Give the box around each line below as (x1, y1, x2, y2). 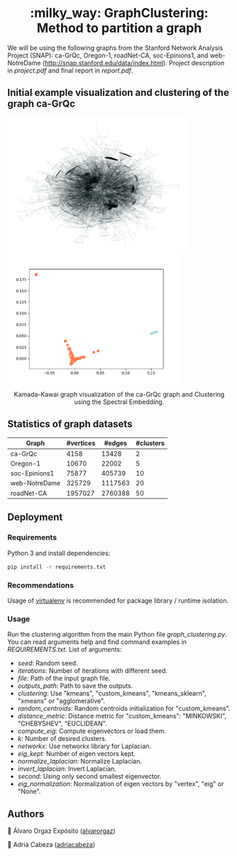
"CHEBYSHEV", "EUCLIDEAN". (17, 719, 108, 728)
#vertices (66, 439, 96, 448)
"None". (17, 787, 41, 796)
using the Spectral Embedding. (74, 397, 165, 406)
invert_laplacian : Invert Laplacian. (17, 764, 117, 773)
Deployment (7, 511, 63, 523)
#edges (104, 439, 128, 448)
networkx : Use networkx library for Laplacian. (17, 742, 152, 750)
